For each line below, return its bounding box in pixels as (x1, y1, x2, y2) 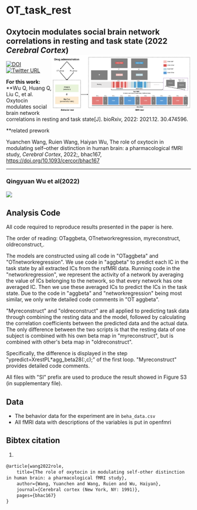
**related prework (6, 127, 50, 134)
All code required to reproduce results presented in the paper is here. (6, 223, 174, 230)
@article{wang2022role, (6, 463, 64, 469)
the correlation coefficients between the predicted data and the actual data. (6, 320, 189, 327)
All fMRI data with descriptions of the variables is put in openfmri (14, 419, 172, 426)
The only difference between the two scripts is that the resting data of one (6, 326, 186, 333)
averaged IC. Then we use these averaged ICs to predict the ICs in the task (6, 284, 188, 291)
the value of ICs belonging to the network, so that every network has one (6, 277, 183, 284)
